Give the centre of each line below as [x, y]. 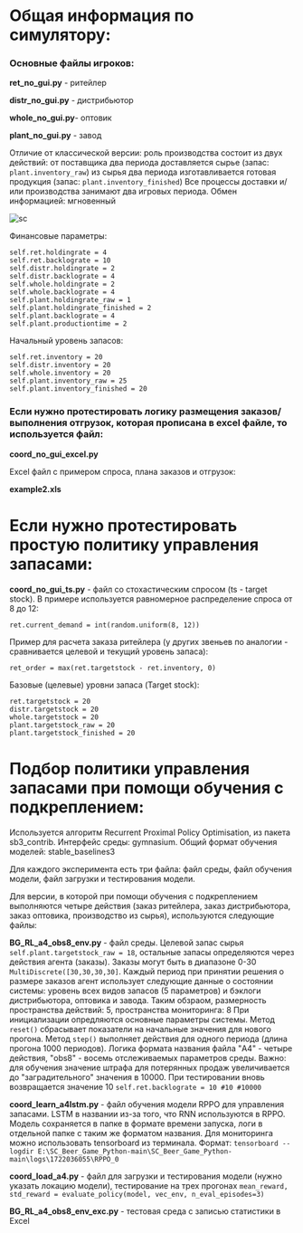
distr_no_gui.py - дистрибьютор [71, 100]
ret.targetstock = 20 [50, 701]
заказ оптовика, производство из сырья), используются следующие [142, 915]
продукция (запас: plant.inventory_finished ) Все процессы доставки [143, 182]
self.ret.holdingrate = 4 [58, 253]
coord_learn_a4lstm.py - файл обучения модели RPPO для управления [147, 1104]
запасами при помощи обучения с [147, 787]
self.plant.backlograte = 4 [62, 316]
